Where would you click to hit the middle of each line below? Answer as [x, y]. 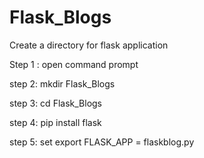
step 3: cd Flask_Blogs [55, 103]
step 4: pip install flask [55, 122]
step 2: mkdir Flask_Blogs [62, 83]
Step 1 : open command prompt [74, 64]
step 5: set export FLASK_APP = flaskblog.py [102, 142]
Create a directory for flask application [89, 45]
